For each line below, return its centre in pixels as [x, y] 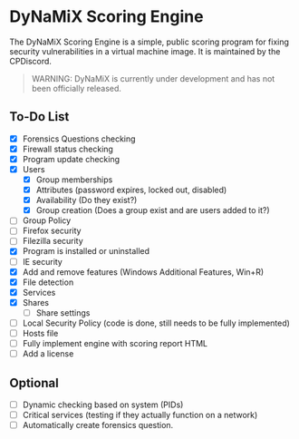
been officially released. [77, 88]
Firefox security [52, 231]
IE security [43, 261]
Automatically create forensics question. [98, 425]
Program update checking [71, 159]
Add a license [48, 354]
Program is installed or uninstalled [86, 251]
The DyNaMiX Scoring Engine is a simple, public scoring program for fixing [149, 42]
